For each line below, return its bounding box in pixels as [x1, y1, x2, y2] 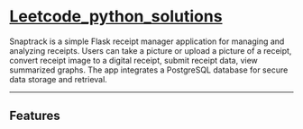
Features [9, 108, 60, 124]
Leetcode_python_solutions [9, 6, 223, 27]
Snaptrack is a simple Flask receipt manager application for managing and [9, 36, 285, 47]
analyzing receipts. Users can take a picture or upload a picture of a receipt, [9, 45, 292, 56]
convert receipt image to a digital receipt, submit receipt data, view [9, 55, 259, 65]
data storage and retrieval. [9, 73, 108, 84]
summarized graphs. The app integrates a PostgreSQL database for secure [9, 64, 289, 75]
